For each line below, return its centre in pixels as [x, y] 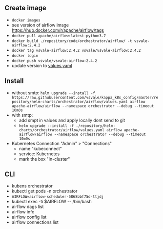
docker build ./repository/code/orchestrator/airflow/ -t [72, 41]
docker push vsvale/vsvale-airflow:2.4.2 [54, 61]
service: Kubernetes [39, 154]
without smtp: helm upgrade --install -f [53, 93]
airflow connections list [35, 222]
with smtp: [22, 115]
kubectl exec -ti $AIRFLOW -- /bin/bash [52, 202]
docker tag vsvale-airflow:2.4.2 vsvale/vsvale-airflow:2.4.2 [76, 50]
